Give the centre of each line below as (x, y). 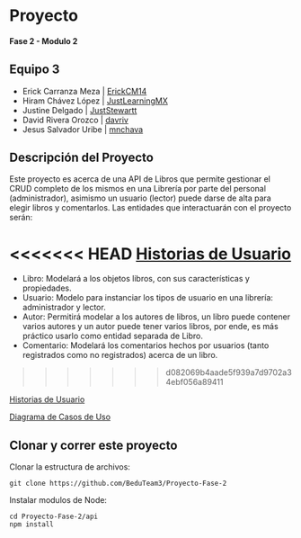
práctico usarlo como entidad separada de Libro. (113, 336)
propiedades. (47, 288)
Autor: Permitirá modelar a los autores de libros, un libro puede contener (156, 317)
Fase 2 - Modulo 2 (44, 40)
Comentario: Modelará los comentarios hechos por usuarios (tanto (146, 345)
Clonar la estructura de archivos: (70, 467)
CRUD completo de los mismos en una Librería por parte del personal (138, 189)
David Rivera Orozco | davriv (75, 120)
